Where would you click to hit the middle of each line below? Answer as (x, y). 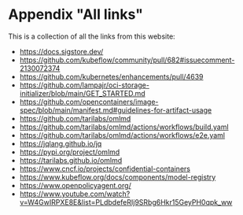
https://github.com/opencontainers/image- (89, 102)
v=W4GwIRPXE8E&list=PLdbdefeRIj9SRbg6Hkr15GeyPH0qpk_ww (126, 202)
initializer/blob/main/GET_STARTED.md (82, 93)
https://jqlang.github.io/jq (61, 143)
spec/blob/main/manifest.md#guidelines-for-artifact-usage (116, 110)
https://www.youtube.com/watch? (75, 194)
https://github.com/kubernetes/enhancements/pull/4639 (111, 76)
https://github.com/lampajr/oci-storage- (84, 85)
